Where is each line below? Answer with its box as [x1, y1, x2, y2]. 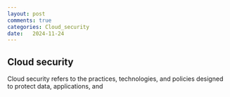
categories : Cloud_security [7, 23, 90, 30]
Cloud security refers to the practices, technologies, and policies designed [7, 75, 224, 83]
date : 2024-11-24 [7, 30, 65, 37]
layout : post [7, 10, 46, 18]
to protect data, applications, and [7, 82, 103, 91]
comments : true [7, 17, 52, 24]
